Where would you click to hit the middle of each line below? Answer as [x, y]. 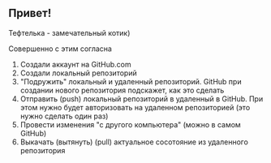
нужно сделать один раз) [64, 116]
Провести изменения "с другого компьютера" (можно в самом [130, 124]
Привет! [30, 13]
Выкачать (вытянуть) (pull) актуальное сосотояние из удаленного [134, 142]
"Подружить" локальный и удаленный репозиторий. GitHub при [131, 81]
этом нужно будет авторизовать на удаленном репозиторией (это [135, 107]
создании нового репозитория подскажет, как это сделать [122, 90]
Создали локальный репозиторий [78, 73]
